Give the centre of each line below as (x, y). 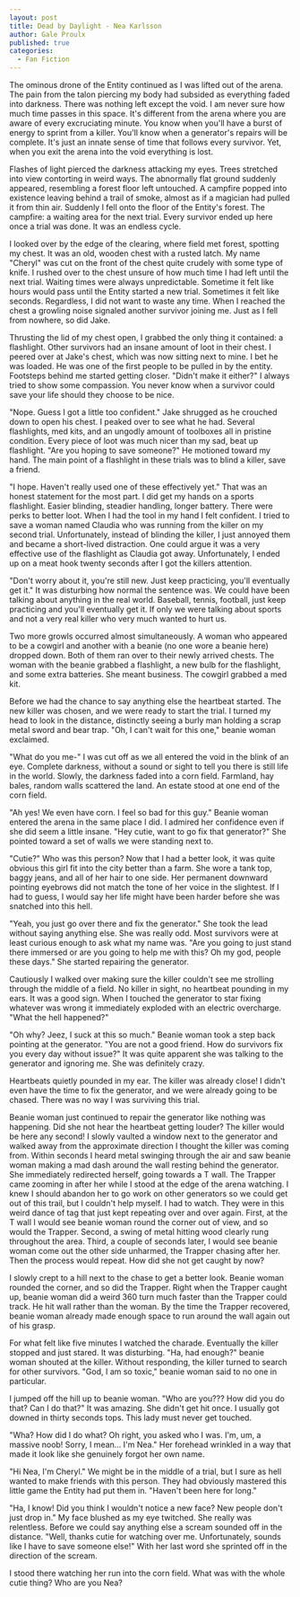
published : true (39, 43)
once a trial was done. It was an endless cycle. (95, 226)
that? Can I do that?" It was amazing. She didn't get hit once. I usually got (145, 1408)
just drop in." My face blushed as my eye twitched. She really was (131, 1518)
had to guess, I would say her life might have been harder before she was (145, 896)
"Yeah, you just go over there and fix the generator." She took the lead (139, 923)
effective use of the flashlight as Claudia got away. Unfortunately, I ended (145, 554)
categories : (31, 51)
